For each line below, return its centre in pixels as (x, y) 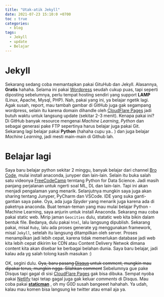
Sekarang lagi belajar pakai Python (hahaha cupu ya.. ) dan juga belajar (77, 131)
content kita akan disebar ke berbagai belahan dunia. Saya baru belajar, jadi (82, 248)
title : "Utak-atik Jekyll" (33, 10)
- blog (16, 28)
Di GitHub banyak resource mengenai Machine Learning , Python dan (75, 120)
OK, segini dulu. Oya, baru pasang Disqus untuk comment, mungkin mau (78, 263)
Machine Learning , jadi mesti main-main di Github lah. (59, 136)
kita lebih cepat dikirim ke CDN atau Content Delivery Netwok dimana (75, 243)
